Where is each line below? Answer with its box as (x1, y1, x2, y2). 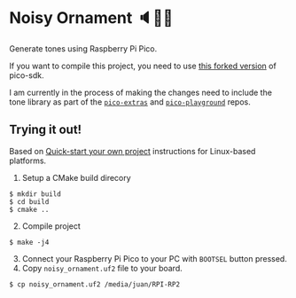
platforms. (9, 155, 47, 166)
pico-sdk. (9, 69, 44, 81)
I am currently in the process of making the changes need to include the (9, 87, 273, 98)
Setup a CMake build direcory (21, 172, 131, 183)
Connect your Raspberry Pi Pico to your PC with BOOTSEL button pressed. (21, 253, 288, 263)
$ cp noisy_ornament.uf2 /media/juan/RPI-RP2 (9, 279, 180, 289)
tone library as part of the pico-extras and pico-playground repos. (9, 96, 251, 107)
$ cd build (9, 197, 50, 206)
